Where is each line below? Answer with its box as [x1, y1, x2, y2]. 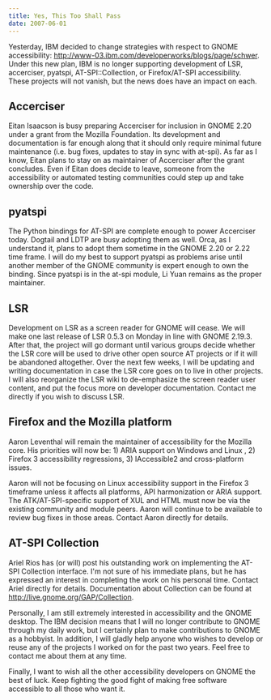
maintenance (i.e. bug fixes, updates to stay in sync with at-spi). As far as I [8, 147, 257, 156]
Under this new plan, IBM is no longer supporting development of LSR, [8, 58, 243, 69]
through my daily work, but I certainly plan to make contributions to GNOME [8, 625, 261, 634]
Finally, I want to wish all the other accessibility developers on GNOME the [8, 666, 256, 677]
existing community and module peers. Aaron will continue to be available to [8, 504, 263, 514]
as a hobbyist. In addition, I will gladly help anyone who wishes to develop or [8, 634, 264, 643]
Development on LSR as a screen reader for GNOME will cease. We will [8, 322, 245, 332]
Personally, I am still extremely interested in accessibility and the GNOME [8, 608, 252, 617]
